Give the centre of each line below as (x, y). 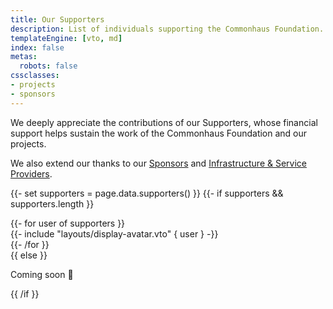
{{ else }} (29, 255)
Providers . (31, 173)
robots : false (48, 66)
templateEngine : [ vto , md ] (66, 38)
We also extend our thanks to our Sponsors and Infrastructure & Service (158, 163)
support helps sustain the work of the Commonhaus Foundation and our (159, 133)
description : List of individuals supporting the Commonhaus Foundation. (167, 29)
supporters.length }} (52, 203)
